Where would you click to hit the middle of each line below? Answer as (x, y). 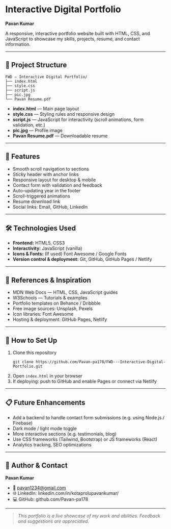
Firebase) (23, 423)
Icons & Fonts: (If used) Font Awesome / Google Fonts (69, 254)
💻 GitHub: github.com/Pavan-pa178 (50, 499)
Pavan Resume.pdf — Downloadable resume (60, 136)
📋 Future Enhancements (45, 403)
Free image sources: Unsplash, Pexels (53, 309)
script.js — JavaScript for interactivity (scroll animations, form (78, 119)
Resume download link (36, 201)
